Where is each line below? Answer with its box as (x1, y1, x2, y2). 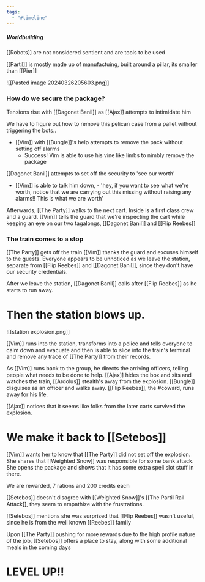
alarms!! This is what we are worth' (15, 194, 104, 202)
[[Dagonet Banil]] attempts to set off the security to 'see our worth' (6, 169, 175, 177)
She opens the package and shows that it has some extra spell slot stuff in (6, 463, 194, 471)
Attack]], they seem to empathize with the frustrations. (6, 500, 144, 507)
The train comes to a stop (6, 235, 84, 243)
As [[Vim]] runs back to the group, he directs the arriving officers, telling (6, 365, 188, 372)
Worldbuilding (6, 34, 44, 41)
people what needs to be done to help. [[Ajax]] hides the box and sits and (6, 371, 192, 378)
